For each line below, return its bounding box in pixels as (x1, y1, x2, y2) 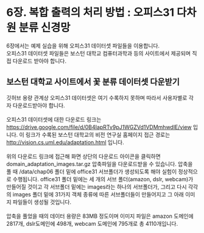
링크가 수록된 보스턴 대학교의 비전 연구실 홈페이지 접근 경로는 (25, 131, 171, 138)
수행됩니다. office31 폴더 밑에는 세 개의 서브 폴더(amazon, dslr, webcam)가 (12, 175, 194, 183)
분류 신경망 (18, 21, 71, 35)
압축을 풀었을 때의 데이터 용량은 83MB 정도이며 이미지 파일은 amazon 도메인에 (6, 212, 194, 220)
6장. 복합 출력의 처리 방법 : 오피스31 (6, 5, 175, 19)
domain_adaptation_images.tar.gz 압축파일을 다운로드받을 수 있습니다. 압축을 (6, 160, 193, 167)
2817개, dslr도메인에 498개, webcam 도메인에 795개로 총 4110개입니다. (6, 220, 178, 227)
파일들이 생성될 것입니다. (12, 198, 72, 206)
